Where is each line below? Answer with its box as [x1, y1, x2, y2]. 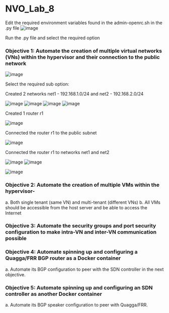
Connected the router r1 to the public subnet [5, 130, 97, 136]
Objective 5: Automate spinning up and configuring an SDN [5, 284, 153, 291]
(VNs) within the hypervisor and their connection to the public [5, 53, 160, 60]
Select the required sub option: [5, 81, 69, 87]
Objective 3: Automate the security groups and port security [5, 222, 156, 229]
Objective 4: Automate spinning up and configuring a [5, 249, 138, 256]
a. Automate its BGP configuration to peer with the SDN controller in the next [5, 266, 164, 272]
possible [5, 235, 27, 242]
